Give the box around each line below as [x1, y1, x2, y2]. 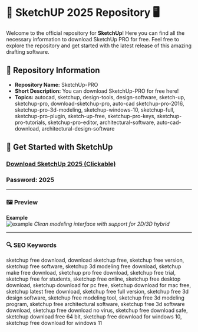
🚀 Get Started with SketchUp [6, 142, 113, 152]
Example [6, 214, 28, 221]
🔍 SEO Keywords [6, 241, 57, 249]
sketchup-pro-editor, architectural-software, [48, 119, 156, 126]
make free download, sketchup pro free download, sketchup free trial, [6, 269, 176, 276]
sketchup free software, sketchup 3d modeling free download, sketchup [6, 262, 181, 270]
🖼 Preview [6, 198, 38, 207]
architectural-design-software [41, 125, 115, 132]
